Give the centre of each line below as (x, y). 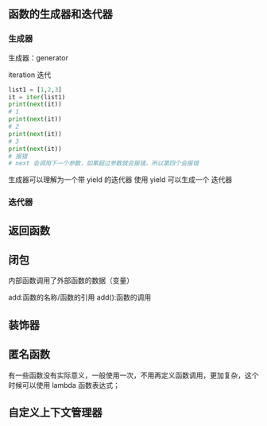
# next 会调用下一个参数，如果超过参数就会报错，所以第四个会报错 (104, 164)
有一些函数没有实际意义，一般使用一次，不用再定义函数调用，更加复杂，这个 (133, 375)
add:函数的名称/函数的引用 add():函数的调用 (80, 297)
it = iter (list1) (37, 97)
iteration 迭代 (30, 75)
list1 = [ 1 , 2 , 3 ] (35, 90)
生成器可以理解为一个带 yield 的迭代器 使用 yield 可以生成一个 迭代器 (120, 180)
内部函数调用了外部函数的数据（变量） (71, 281)
